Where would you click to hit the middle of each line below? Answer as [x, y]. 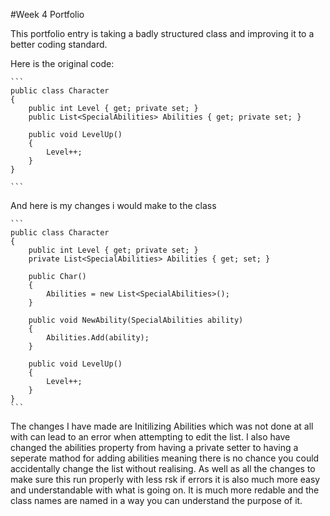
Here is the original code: [62, 63]
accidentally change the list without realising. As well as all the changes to [163, 468]
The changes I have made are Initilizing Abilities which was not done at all [162, 426]
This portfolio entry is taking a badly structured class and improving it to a [162, 33]
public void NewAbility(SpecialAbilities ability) [136, 320]
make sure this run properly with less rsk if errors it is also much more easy [165, 479]
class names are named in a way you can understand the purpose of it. [156, 500]
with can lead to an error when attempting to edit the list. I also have [150, 437]
